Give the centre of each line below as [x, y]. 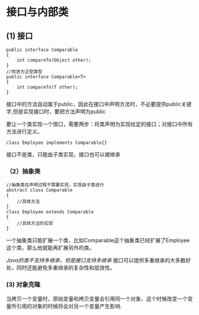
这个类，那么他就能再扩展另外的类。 [50, 248]
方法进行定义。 [24, 131]
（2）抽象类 [23, 171]
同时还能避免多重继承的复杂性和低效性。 [66, 268]
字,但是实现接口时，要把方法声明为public [56, 111]
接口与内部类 [38, 12]
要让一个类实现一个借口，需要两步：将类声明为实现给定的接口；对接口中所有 [99, 124]
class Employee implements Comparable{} [57, 143]
